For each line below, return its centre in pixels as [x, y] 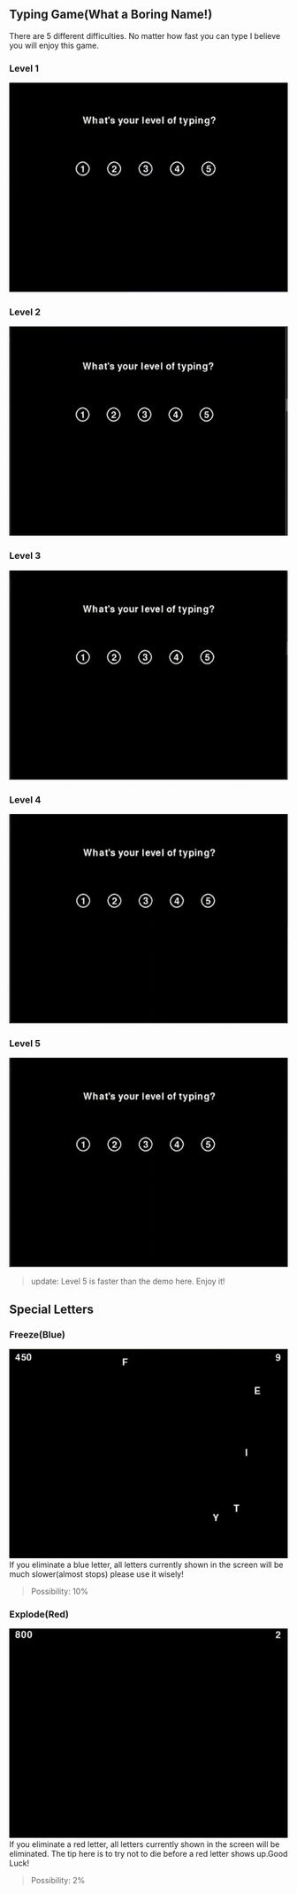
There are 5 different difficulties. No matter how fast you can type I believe [145, 35]
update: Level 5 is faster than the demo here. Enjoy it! [128, 1281]
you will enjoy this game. [54, 45]
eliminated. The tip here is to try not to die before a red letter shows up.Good [148, 1854]
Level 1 [24, 68]
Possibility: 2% [58, 1881]
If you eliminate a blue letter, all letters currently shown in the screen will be [146, 1564]
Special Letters [52, 1309]
